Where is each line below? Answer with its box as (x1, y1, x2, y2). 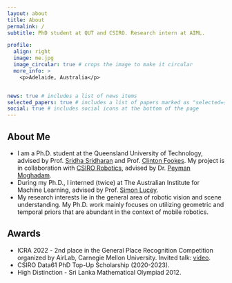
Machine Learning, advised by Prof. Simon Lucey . (17, 186, 159, 194)
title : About (7, 17, 45, 23)
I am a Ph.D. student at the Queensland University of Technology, (17, 149, 203, 157)
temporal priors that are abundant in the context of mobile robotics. (17, 208, 209, 216)
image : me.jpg (13, 55, 54, 62)
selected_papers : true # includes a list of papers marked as (7, 99, 190, 106)
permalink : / (7, 23, 45, 30)
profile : (7, 42, 32, 49)
